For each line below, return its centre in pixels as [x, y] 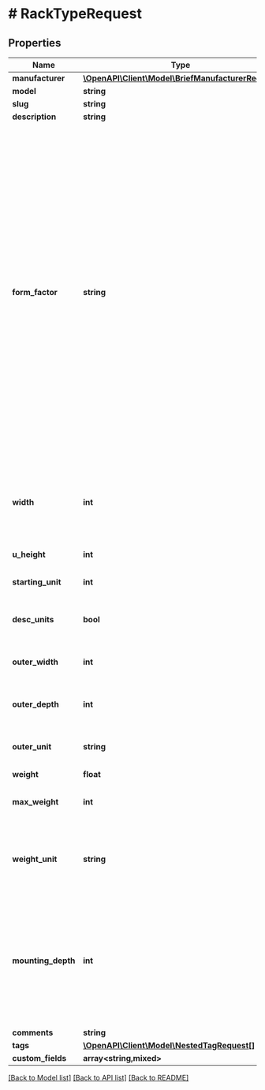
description [34, 117]
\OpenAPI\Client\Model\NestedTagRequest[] [169, 1045]
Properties [35, 43]
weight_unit [35, 859]
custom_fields [39, 1058]
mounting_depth [44, 961]
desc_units [33, 620]
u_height [29, 554]
